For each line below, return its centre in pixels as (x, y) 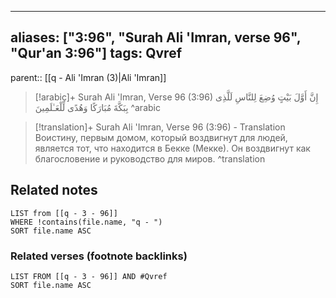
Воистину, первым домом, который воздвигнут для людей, (161, 137)
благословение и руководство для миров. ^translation (150, 158)
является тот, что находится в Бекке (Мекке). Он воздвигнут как (172, 148)
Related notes (54, 190)
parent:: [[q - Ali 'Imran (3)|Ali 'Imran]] (88, 77)
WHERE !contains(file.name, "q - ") (86, 222)
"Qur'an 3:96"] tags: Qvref (96, 53)
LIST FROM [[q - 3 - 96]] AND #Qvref (89, 276)
